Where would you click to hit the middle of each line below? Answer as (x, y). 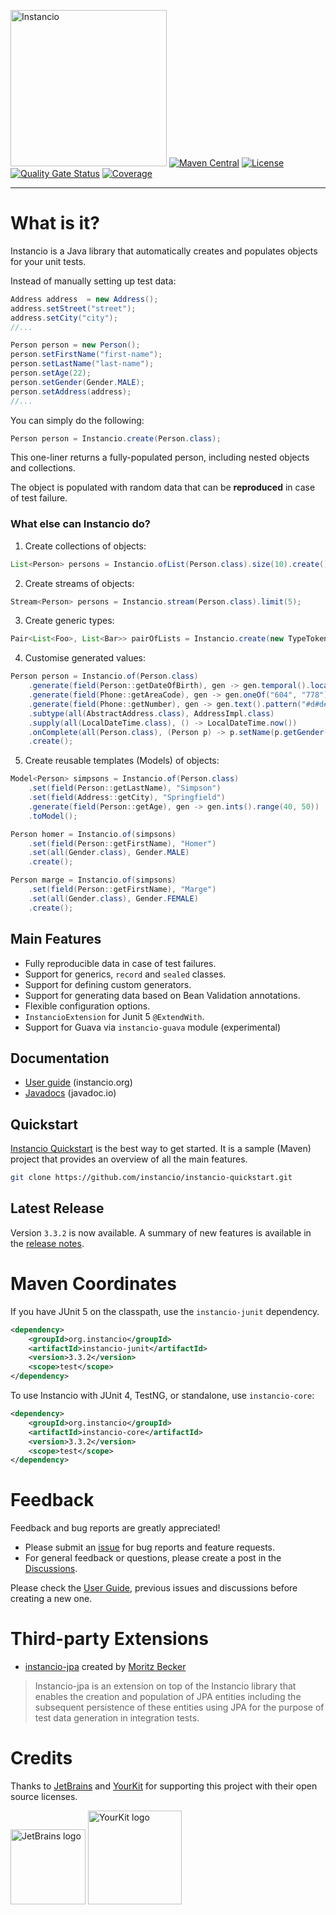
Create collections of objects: (85, 546)
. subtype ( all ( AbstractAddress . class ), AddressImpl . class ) (151, 713)
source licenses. (44, 1797)
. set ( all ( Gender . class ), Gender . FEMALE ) (113, 898)
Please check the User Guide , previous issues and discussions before (154, 1588)
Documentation (60, 1058)
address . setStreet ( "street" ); (73, 308)
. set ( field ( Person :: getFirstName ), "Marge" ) (122, 890)
